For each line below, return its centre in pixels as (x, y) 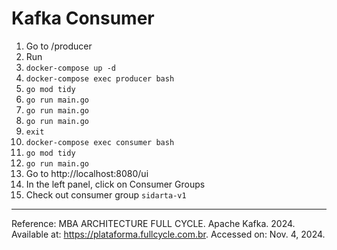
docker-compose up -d (70, 68)
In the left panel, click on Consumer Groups (115, 184)
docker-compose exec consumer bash (100, 142)
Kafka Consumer (83, 18)
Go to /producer (59, 46)
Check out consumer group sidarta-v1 (106, 194)
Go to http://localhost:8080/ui (87, 173)
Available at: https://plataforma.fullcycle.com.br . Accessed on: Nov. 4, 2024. (168, 234)
